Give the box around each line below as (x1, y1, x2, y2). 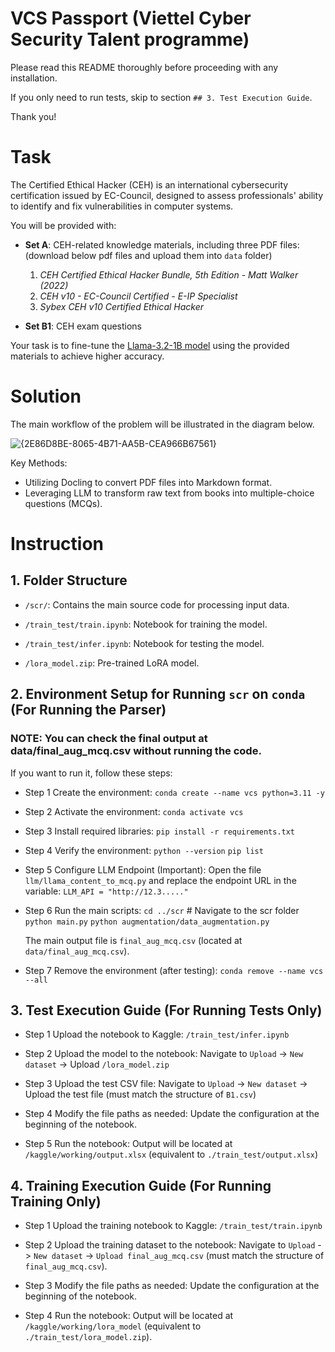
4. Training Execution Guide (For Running (10, 1177, 272, 1194)
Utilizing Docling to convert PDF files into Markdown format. (24, 476, 273, 488)
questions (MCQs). (24, 497, 103, 509)
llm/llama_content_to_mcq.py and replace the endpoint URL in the (24, 874, 297, 886)
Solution (10, 385, 82, 408)
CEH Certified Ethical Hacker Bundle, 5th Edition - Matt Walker (39, 268, 299, 281)
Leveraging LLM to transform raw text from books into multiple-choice (24, 487, 315, 499)
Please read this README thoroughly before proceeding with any (10, 61, 279, 73)
